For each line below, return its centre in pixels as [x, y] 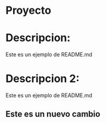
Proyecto [29, 10]
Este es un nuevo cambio [53, 114]
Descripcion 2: [43, 79]
